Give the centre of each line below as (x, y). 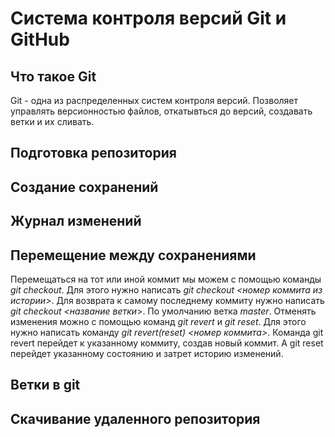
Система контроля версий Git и (148, 18)
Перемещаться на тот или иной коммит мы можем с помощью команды (166, 279)
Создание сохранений (84, 187)
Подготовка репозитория (93, 153)
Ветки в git (45, 385)
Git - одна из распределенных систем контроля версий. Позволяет (154, 100)
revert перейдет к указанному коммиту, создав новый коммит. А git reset (167, 343)
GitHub (40, 39)
